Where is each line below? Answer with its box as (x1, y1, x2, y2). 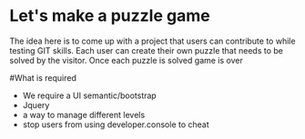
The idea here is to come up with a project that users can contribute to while (9, 35, 296, 46)
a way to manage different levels (22, 109, 146, 120)
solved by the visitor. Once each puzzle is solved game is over (9, 55, 243, 65)
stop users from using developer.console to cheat (22, 119, 209, 130)
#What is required (9, 72, 77, 83)
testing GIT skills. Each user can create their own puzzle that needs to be (9, 45, 284, 55)
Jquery (22, 99, 50, 110)
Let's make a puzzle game (9, 5, 211, 26)
